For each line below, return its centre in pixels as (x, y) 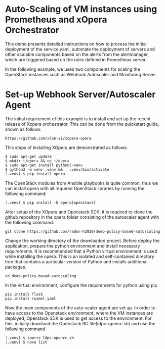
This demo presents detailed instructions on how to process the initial (76, 44)
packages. (16, 267)
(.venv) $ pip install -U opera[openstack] (51, 202)
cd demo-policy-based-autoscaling (41, 276)
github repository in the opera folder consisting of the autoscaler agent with (82, 217)
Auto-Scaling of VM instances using (81, 9)
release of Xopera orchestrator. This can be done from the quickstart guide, (82, 124)
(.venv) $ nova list (26, 342)
